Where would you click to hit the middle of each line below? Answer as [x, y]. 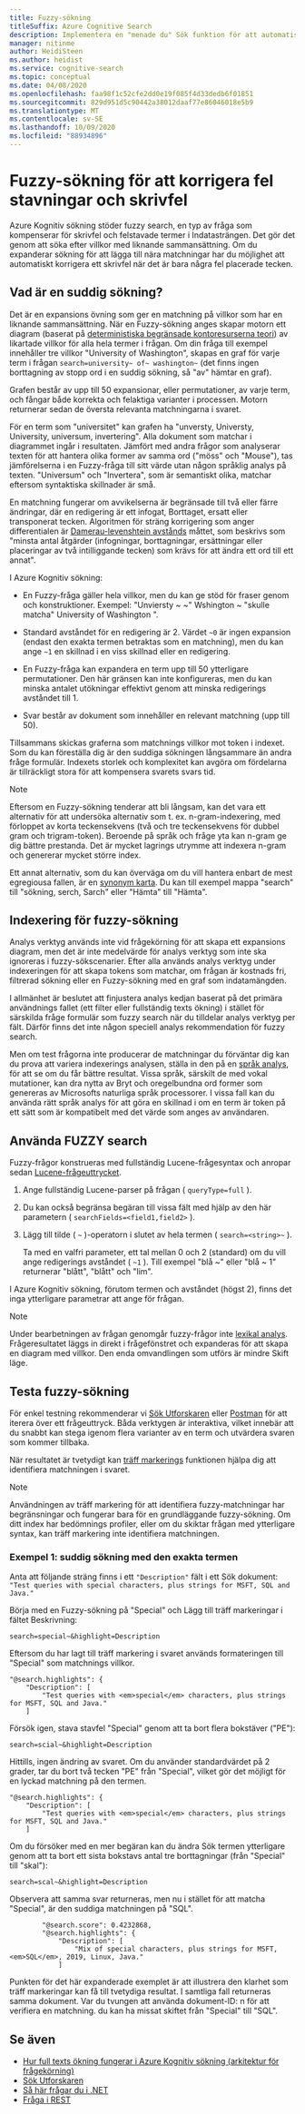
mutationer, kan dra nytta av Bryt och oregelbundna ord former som [136, 1083]
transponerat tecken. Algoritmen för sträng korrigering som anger [132, 521]
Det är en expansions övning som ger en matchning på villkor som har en [146, 314]
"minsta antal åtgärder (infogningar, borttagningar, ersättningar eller [136, 540]
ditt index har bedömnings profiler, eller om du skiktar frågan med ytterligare [152, 1524]
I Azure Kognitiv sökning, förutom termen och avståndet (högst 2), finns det [151, 1289]
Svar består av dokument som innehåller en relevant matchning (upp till [156, 715]
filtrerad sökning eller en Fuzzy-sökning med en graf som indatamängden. [148, 980]
